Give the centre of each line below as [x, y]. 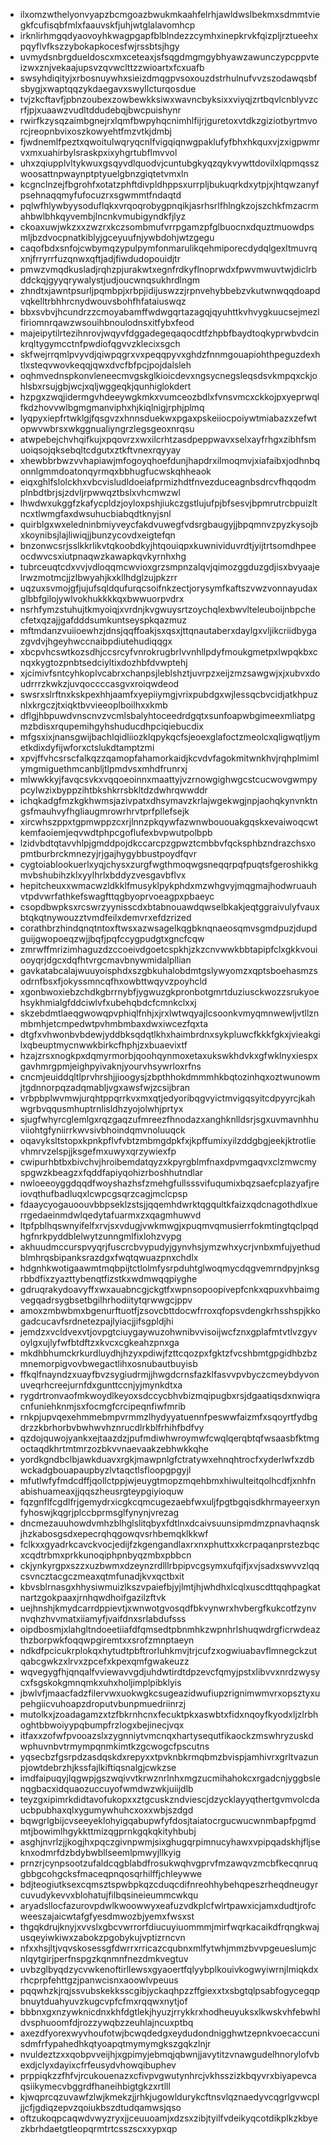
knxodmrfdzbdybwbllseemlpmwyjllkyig [100, 1852]
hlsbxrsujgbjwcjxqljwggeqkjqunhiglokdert [105, 386]
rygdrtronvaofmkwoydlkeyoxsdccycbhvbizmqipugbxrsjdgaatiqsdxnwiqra [170, 1395]
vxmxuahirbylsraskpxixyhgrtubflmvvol [98, 152]
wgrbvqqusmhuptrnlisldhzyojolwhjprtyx [101, 1108]
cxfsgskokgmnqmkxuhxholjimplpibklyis [100, 1682]
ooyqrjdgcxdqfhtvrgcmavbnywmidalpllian [105, 960]
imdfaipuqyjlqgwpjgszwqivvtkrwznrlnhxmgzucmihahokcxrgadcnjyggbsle [170, 1778]
